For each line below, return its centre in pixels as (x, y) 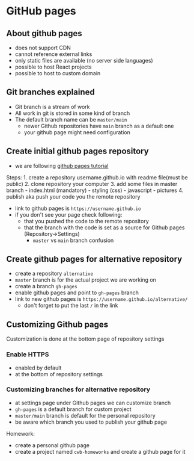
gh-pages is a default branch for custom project (73, 409)
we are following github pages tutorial (62, 166)
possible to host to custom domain (58, 73)
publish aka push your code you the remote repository (73, 196)
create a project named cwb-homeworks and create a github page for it (100, 451)
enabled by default (38, 368)
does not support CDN (43, 48)
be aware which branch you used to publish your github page (91, 422)
